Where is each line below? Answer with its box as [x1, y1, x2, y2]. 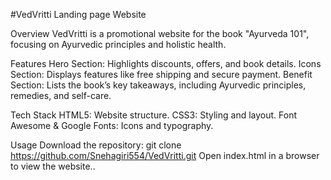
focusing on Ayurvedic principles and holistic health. [10, 39, 227, 50]
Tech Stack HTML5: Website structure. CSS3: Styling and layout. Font [10, 109, 298, 121]
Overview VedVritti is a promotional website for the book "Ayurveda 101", [10, 28, 310, 39]
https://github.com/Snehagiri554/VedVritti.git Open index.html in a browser [10, 150, 320, 161]
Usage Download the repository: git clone [10, 139, 182, 151]
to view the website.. [10, 160, 96, 172]
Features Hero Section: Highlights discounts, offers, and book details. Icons [10, 58, 322, 69]
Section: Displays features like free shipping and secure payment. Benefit [10, 69, 313, 80]
